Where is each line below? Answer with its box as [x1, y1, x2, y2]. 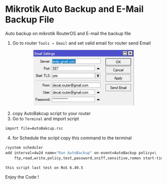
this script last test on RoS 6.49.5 [5, 165, 83, 171]
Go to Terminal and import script [12, 116, 80, 122]
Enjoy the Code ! [5, 174, 39, 180]
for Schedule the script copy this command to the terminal [12, 135, 132, 141]
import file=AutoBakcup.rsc [5, 125, 64, 131]
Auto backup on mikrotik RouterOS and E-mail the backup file [5, 30, 131, 36]
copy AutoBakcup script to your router [12, 110, 91, 116]
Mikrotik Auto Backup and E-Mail [5, 3, 144, 15]
